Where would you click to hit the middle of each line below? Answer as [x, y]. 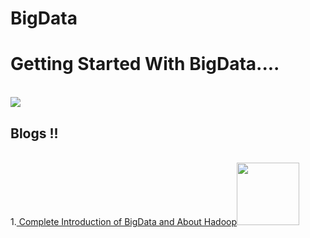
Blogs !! [34, 133]
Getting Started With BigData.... [145, 64]
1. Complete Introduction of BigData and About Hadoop [124, 221]
